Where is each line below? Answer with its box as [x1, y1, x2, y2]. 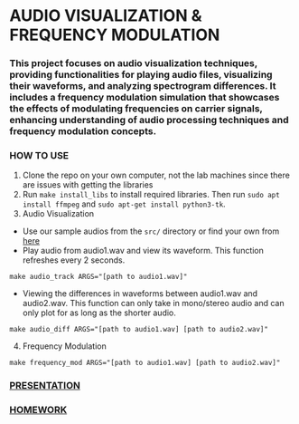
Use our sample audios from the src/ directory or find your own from [22, 226, 280, 236]
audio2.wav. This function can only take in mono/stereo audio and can [22, 298, 285, 309]
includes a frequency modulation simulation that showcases [9, 92, 280, 104]
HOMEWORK [9, 404, 68, 417]
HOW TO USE [9, 149, 70, 162]
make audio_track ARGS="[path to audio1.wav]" [9, 273, 188, 282]
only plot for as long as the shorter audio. [22, 307, 176, 318]
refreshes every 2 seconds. [22, 255, 126, 265]
